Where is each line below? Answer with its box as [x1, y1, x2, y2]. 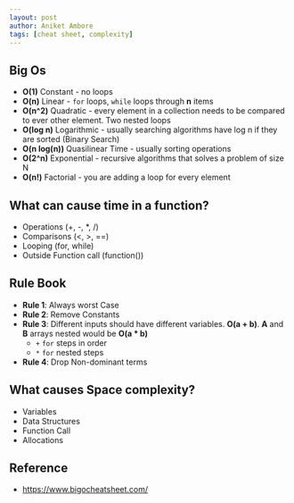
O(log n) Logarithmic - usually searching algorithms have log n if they [21, 124, 278, 135]
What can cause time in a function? [9, 197, 209, 213]
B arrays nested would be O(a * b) [21, 328, 149, 339]
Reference [9, 461, 69, 476]
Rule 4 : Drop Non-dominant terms [21, 356, 148, 367]
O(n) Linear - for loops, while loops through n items [21, 96, 214, 107]
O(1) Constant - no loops [21, 87, 113, 97]
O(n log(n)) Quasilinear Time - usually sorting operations [21, 144, 232, 155]
